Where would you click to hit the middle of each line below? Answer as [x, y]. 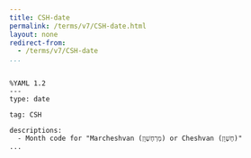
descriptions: [36, 131]
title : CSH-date [40, 18]
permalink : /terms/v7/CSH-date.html [78, 26]
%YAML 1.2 [28, 83]
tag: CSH [26, 115]
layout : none [34, 34]
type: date [30, 100]
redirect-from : [38, 43]
